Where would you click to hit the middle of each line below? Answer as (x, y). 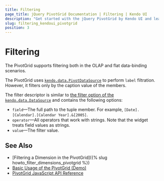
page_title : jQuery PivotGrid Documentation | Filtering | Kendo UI (76, 14)
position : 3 (17, 28)
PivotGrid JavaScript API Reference (48, 173)
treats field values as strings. (41, 125)
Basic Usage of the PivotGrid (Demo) (49, 168)
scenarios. (16, 71)
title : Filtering (23, 10)
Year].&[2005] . (73, 115)
